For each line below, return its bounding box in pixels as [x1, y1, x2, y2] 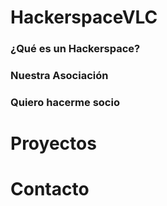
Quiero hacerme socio [10, 95, 120, 109]
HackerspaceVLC [10, 6, 158, 29]
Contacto [10, 178, 90, 201]
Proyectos [10, 132, 97, 155]
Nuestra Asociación [10, 69, 109, 83]
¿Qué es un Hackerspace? [10, 42, 141, 56]
